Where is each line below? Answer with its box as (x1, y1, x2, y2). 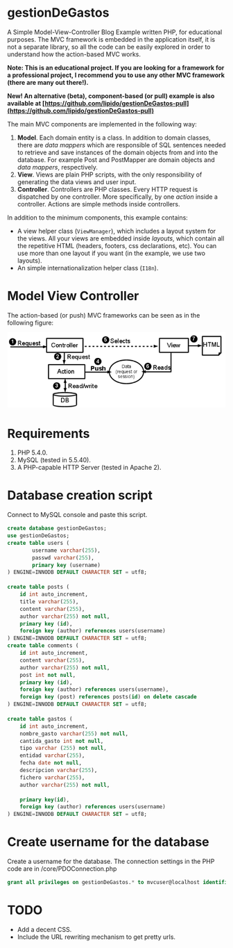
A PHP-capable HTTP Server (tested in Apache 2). (17, 464, 162, 472)
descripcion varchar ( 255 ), (19, 767, 98, 774)
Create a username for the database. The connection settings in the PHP (7, 857, 215, 866)
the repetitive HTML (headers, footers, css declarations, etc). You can (17, 241, 217, 250)
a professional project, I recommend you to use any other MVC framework (7, 71, 225, 79)
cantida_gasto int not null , (19, 737, 104, 744)
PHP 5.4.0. (17, 448, 48, 457)
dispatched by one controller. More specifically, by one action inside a (17, 193, 218, 201)
